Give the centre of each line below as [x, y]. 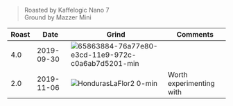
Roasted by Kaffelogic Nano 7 [67, 10]
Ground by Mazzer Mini [58, 17]
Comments [195, 34]
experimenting [191, 83]
